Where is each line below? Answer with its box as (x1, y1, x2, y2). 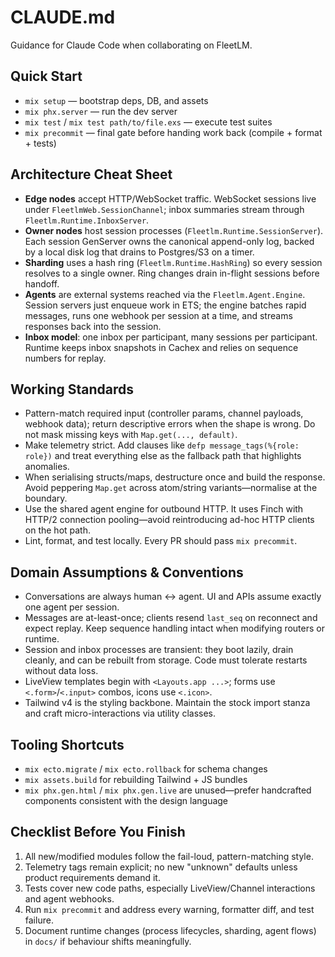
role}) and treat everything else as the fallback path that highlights (24, 450, 302, 462)
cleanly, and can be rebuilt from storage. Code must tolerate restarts (24, 654, 308, 666)
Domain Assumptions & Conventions (10, 564, 244, 581)
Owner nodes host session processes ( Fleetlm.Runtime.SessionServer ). (24, 224, 324, 236)
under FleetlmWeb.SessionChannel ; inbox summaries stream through (24, 203, 305, 215)
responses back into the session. (24, 320, 162, 332)
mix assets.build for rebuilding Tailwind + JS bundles (24, 774, 248, 785)
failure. (24, 914, 54, 926)
